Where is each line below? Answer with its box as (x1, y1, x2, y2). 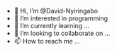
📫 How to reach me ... (13, 37, 80, 45)
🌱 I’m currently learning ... (13, 22, 90, 30)
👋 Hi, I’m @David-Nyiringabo (13, 7, 98, 15)
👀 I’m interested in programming (13, 14, 108, 22)
